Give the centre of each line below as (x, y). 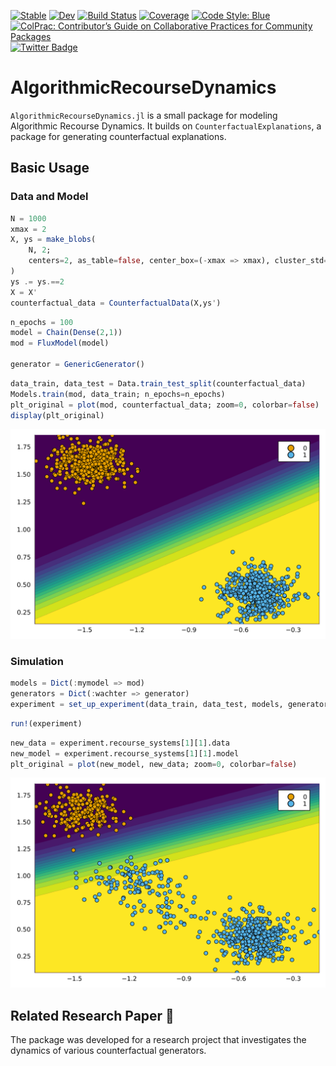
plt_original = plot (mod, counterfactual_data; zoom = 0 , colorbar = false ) (165, 405)
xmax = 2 (28, 229)
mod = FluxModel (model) (60, 343)
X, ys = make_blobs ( (53, 240)
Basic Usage (50, 168)
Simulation (37, 661)
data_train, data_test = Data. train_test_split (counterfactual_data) (158, 383)
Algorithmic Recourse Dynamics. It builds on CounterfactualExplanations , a (166, 126)
